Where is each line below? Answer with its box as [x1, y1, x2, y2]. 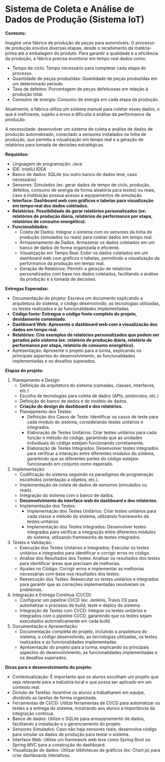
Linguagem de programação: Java [12, 161, 82, 167]
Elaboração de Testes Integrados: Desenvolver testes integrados [27, 445, 159, 451]
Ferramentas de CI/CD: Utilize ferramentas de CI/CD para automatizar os [12, 700, 160, 706]
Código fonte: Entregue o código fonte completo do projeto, [12, 311, 137, 316]
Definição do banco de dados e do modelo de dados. [19, 398, 128, 404]
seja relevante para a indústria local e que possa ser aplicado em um [12, 679, 152, 685]
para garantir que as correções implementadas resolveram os [19, 581, 145, 587]
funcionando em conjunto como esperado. [27, 461, 114, 467]
